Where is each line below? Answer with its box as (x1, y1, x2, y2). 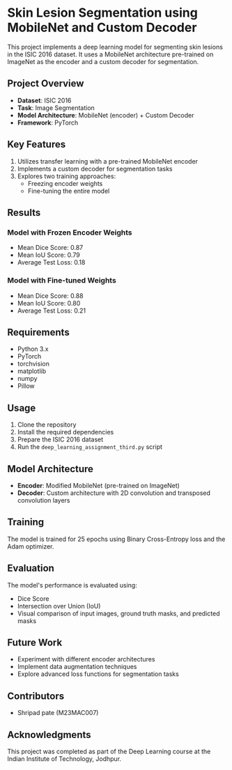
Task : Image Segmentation (17, 103, 95, 112)
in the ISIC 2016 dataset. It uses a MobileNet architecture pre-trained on (7, 50, 214, 58)
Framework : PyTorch (17, 118, 79, 127)
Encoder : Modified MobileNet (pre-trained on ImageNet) (17, 481, 180, 489)
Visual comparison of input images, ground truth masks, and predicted (17, 609, 221, 618)
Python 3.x (17, 345, 49, 353)
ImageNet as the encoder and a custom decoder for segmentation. (7, 57, 199, 65)
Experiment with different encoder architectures (17, 655, 155, 663)
